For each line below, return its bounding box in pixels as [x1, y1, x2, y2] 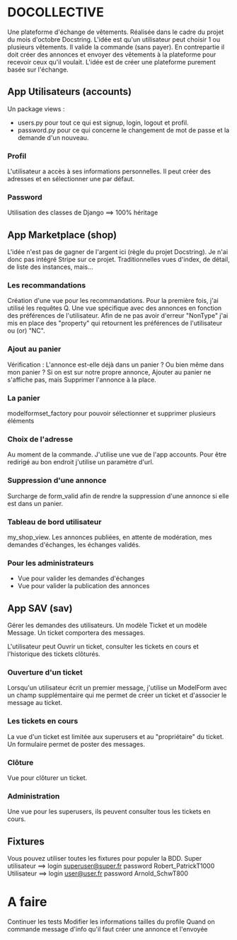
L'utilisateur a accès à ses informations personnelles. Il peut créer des [7, 167, 211, 176]
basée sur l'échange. [7, 65, 69, 74]
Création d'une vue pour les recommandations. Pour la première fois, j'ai [7, 297, 219, 305]
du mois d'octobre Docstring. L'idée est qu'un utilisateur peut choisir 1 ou [7, 35, 221, 43]
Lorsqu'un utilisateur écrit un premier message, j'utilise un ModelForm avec [7, 684, 228, 692]
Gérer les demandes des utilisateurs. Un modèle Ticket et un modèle [7, 621, 207, 630]
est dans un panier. [7, 499, 64, 508]
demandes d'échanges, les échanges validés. [7, 540, 141, 549]
